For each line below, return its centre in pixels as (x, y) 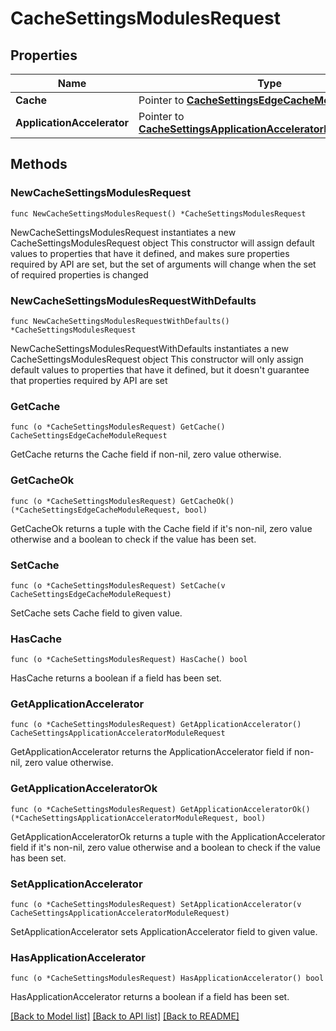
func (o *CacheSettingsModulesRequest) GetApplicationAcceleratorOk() (160, 809)
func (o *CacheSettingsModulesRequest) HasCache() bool (129, 660)
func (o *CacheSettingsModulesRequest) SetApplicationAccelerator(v (156, 905)
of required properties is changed (79, 274)
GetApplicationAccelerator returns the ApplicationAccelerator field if (151, 752)
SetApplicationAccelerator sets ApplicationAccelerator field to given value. (164, 932)
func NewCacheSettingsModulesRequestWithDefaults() (120, 321)
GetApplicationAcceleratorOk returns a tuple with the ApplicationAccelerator (168, 836)
